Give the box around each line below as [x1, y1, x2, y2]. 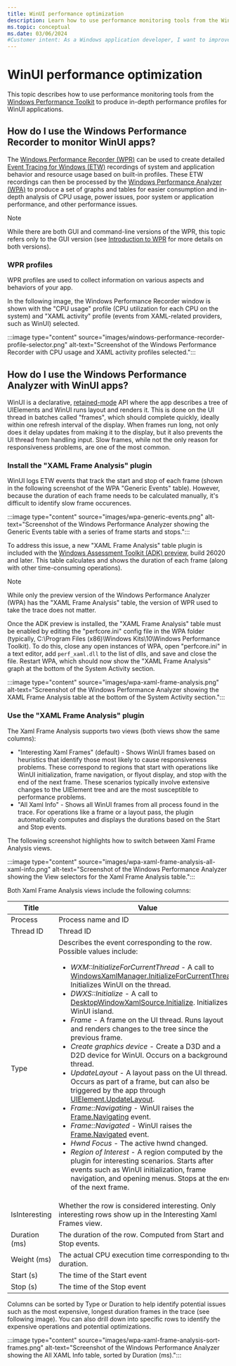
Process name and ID [58, 915, 129, 925]
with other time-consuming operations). [7, 564, 123, 572]
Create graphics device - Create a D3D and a [70, 1041, 221, 1051]
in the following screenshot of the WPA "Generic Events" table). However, [7, 484, 221, 493]
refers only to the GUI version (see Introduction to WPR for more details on [7, 234, 223, 243]
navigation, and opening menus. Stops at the [70, 1173, 218, 1183]
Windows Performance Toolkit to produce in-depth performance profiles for [7, 98, 227, 106]
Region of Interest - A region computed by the [70, 1147, 223, 1157]
